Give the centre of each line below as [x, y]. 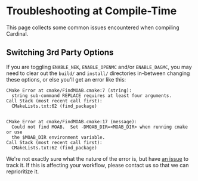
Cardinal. [17, 33]
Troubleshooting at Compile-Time [92, 11]
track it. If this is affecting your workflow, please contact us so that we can [98, 165]
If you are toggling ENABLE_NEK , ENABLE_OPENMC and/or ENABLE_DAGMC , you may [99, 67]
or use [14, 132]
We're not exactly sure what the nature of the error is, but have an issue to [98, 158]
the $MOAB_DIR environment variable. [58, 137]
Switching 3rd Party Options [60, 53]
